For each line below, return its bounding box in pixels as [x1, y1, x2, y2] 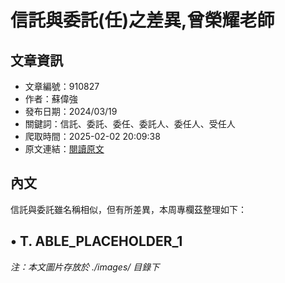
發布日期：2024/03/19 [24, 106, 118, 117]
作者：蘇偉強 [24, 93, 78, 105]
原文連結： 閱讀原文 [24, 143, 105, 155]
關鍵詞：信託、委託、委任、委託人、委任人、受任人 [24, 118, 236, 130]
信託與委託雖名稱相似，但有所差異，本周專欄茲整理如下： [10, 203, 247, 215]
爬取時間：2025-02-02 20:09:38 [24, 131, 161, 142]
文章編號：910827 [24, 81, 100, 92]
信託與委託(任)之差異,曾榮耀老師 [10, 9, 275, 32]
